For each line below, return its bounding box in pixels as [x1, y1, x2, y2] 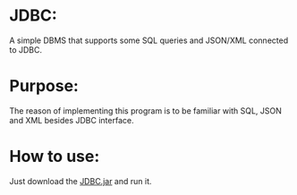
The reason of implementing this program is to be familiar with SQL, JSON [9, 105, 282, 116]
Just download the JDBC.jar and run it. [9, 175, 152, 186]
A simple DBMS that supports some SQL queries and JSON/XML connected [9, 35, 289, 46]
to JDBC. [9, 44, 43, 55]
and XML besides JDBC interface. [9, 114, 134, 125]
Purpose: [9, 76, 79, 97]
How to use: [9, 147, 100, 166]
